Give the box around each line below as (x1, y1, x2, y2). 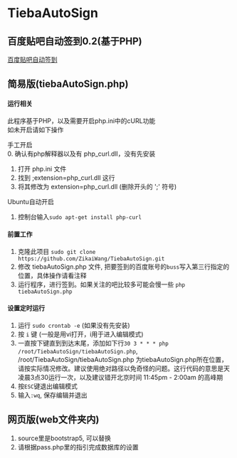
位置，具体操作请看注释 (17, 271, 87, 279)
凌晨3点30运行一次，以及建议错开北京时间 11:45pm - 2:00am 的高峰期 (17, 373, 223, 381)
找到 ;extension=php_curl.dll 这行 (17, 173, 115, 182)
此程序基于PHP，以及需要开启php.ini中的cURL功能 (7, 116, 156, 125)
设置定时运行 (7, 304, 45, 312)
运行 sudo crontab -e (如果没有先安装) (17, 321, 130, 329)
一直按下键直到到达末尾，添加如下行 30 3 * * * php (17, 339, 169, 347)
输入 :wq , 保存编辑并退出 (17, 391, 88, 399)
